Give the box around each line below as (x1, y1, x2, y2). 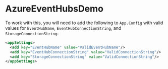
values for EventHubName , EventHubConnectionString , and (5, 25, 122, 31)
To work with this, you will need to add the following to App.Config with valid (5, 20, 163, 26)
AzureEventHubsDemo (5, 3, 103, 15)
